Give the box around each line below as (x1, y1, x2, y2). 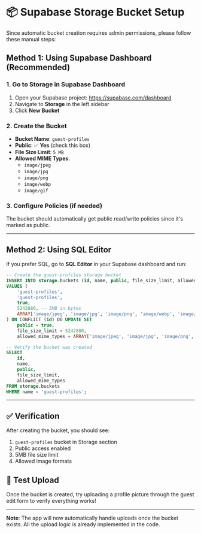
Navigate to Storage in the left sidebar (14, 100, 109, 107)
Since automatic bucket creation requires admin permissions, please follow (6, 29, 191, 37)
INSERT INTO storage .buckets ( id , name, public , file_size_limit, (6, 277, 175, 283)
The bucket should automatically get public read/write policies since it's (6, 215, 184, 222)
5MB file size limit (14, 451, 59, 458)
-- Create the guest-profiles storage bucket (6, 272, 121, 278)
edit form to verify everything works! (6, 497, 97, 505)
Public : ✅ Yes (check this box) (14, 141, 91, 149)
